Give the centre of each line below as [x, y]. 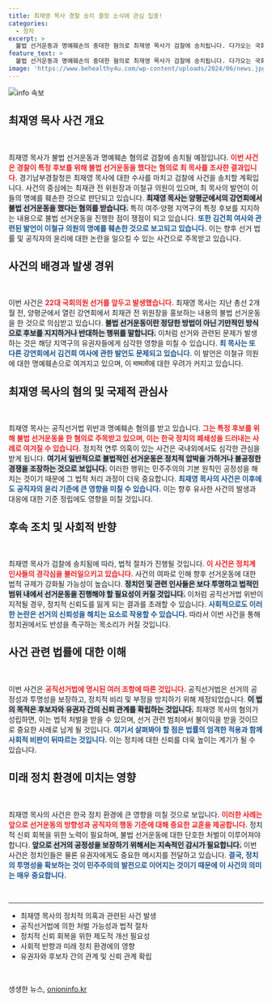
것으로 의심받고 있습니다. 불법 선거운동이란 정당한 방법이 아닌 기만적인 [135, 323]
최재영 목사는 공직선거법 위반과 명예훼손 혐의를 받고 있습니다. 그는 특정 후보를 [130, 428]
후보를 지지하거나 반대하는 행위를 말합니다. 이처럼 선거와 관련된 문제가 [133, 333]
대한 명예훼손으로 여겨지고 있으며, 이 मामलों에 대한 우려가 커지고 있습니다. [130, 363]
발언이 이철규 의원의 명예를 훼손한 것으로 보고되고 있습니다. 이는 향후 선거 [138, 228]
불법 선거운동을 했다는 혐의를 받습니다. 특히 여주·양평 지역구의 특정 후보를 [123, 208]
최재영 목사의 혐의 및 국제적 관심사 [88, 391]
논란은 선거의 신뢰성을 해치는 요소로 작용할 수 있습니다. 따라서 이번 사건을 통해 [138, 614]
